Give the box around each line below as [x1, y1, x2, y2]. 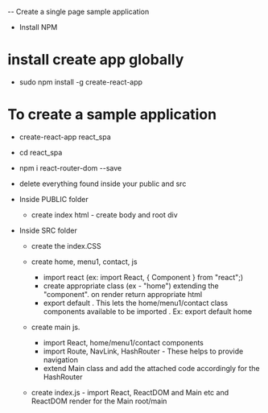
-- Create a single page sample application [7, 7, 150, 16]
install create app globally [7, 51, 184, 69]
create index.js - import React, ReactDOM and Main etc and [31, 387, 229, 397]
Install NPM [19, 23, 58, 31]
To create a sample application [7, 105, 217, 124]
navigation [43, 354, 78, 365]
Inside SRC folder [19, 225, 77, 235]
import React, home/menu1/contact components [43, 337, 204, 347]
